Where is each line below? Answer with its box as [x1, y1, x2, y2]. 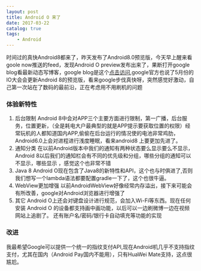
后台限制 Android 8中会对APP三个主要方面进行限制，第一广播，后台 [14, 115, 182, 122]
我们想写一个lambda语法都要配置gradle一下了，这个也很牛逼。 [14, 175, 170, 182]
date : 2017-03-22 [6, 20, 50, 26]
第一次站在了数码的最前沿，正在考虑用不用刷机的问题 [11, 84, 142, 90]
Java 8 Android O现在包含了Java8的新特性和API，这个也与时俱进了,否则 [14, 167, 193, 174]
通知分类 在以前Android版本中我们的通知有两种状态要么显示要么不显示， [14, 145, 193, 152]
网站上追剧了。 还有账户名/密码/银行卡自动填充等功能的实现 [14, 212, 162, 219]
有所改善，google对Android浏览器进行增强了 [14, 190, 126, 197]
